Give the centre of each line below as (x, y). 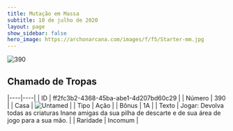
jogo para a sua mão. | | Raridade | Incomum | (73, 120)
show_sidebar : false (37, 33)
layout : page (26, 26)
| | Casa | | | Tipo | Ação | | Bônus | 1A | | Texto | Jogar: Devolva (116, 105)
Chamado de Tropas (52, 81)
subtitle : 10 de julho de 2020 (53, 20)
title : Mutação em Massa (43, 14)
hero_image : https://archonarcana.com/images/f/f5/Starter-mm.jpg (106, 40)
